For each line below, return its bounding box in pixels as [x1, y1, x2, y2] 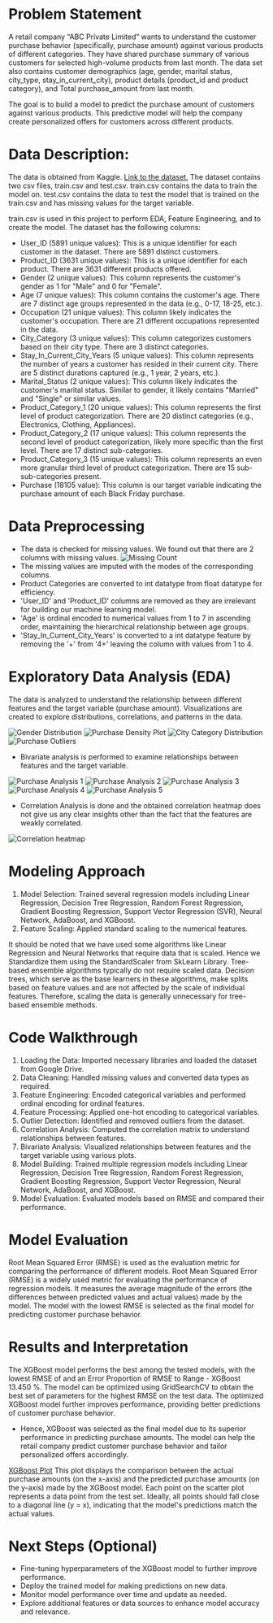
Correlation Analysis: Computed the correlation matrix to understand [19, 1124, 250, 1134]
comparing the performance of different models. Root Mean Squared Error [8, 1266, 258, 1276]
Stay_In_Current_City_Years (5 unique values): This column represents [19, 350, 254, 360]
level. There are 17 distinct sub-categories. [19, 445, 164, 455]
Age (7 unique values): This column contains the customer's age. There [19, 289, 260, 299]
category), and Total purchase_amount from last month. [8, 83, 195, 94]
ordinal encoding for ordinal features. [19, 1099, 145, 1108]
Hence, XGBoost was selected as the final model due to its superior [19, 1424, 246, 1434]
